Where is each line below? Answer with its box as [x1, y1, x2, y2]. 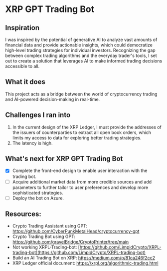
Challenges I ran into [5, 111, 71, 119]
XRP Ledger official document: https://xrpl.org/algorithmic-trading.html [12, 260, 159, 266]
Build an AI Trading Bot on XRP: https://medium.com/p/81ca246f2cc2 [12, 255, 156, 261]
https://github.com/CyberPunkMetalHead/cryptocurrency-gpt [12, 228, 140, 234]
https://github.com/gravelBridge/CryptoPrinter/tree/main [12, 239, 129, 245]
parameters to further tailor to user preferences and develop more [12, 184, 149, 190]
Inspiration [5, 23, 40, 32]
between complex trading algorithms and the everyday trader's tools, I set [5, 52, 157, 58]
